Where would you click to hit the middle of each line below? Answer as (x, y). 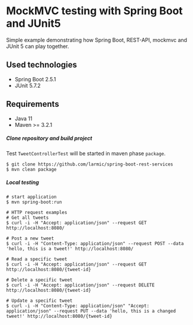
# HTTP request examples (37, 212)
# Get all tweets (28, 218)
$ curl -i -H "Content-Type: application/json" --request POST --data (95, 243)
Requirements (33, 104)
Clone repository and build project (49, 138)
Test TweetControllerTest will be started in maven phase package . (86, 153)
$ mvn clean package (32, 169)
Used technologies (42, 65)
